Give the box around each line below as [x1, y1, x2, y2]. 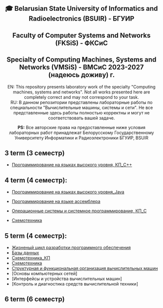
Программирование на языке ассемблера [11, 198, 101, 204]
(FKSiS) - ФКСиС [55, 39, 108, 47]
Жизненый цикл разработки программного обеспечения [11, 244, 131, 251]
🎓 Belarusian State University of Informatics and [5, 4, 158, 13]
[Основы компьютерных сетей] [11, 271, 78, 277]
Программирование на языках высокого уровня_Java [11, 189, 125, 195]
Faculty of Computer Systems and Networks [12, 31, 151, 40]
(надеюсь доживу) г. [48, 71, 115, 79]
